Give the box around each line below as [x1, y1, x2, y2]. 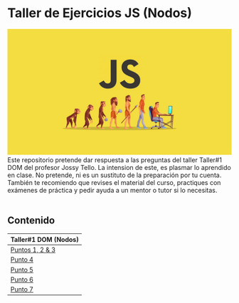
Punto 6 [10, 275, 34, 284]
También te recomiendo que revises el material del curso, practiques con [7, 179, 221, 187]
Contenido [7, 214, 55, 226]
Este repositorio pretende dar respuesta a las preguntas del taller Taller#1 [7, 156, 223, 164]
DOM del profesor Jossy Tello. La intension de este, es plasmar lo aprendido [7, 164, 231, 172]
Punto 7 [10, 285, 34, 293]
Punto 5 [10, 265, 34, 274]
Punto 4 [10, 255, 34, 264]
